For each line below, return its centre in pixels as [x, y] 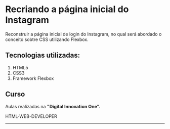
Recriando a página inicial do [67, 9]
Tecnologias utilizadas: [42, 55]
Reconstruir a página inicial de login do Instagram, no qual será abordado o [83, 34]
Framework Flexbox [33, 78]
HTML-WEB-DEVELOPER [31, 116]
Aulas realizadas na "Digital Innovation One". [53, 106]
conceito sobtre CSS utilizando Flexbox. [47, 39]
